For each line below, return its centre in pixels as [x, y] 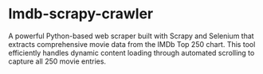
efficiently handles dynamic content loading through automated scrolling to [131, 53]
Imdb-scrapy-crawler [81, 14]
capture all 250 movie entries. [57, 61]
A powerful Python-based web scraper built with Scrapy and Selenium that [131, 36]
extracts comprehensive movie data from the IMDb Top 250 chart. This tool [132, 44]
